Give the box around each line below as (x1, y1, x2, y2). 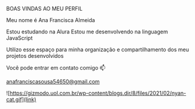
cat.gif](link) (6, 96, 36, 103)
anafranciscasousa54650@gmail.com (6, 78, 100, 85)
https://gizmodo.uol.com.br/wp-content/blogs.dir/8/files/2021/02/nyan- (10, 89, 187, 96)
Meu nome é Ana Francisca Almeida (6, 17, 96, 23)
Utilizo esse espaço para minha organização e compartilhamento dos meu (6, 46, 190, 53)
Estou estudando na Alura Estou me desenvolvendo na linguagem (6, 28, 169, 35)
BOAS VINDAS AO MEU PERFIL (6, 5, 83, 12)
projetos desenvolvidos (6, 52, 64, 59)
